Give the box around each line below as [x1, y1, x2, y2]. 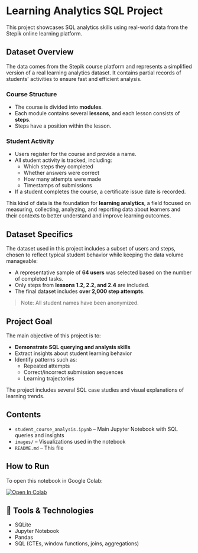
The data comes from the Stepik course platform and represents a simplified [6, 63, 192, 70]
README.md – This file [14, 444, 64, 451]
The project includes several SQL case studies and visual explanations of [6, 386, 184, 393]
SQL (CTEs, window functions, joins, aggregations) [14, 540, 139, 547]
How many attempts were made [23, 175, 102, 183]
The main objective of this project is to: [6, 332, 102, 339]
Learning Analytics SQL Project [6, 4, 163, 18]
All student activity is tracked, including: [14, 157, 112, 164]
